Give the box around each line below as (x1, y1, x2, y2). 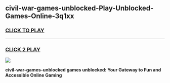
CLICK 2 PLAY (5, 46, 40, 53)
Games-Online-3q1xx (5, 12, 74, 21)
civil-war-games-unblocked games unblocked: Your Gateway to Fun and (5, 66, 161, 72)
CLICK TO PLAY (5, 27, 45, 34)
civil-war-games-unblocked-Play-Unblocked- (5, 4, 154, 13)
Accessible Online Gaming (5, 72, 62, 78)
